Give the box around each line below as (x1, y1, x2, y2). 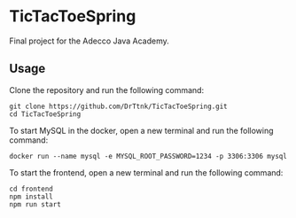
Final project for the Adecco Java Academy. (9, 35, 170, 46)
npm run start (9, 199, 62, 209)
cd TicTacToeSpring (9, 109, 82, 119)
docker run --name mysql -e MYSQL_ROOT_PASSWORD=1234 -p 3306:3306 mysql (9, 152, 288, 160)
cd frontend (9, 184, 53, 193)
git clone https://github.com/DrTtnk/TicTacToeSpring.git (9, 102, 228, 111)
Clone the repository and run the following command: (9, 84, 205, 95)
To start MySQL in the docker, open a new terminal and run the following (9, 125, 274, 136)
